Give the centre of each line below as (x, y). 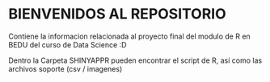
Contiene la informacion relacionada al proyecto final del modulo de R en (129, 36)
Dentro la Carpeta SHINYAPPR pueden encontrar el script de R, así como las (135, 60)
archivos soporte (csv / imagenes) (65, 68)
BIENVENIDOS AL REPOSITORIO (117, 14)
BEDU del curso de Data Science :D (67, 44)
